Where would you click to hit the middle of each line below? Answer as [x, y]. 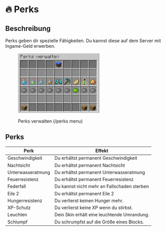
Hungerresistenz [25, 200]
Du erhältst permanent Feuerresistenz [94, 180]
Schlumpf [18, 222]
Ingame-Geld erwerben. [30, 46]
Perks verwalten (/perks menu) [50, 121]
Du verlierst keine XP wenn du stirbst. [94, 208]
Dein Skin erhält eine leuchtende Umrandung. [102, 215]
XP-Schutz [19, 208]
